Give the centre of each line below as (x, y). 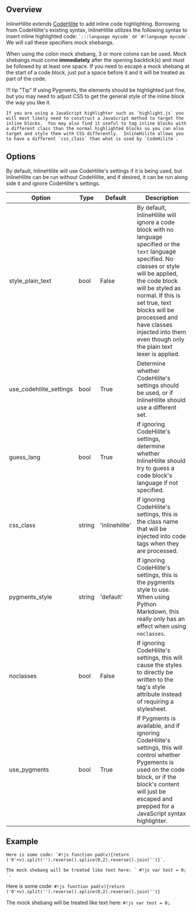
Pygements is (155, 762)
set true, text (154, 303)
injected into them (162, 332)
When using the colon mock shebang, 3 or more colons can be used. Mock (96, 54)
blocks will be (155, 310)
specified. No (155, 259)
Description (162, 197)
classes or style (158, 266)
